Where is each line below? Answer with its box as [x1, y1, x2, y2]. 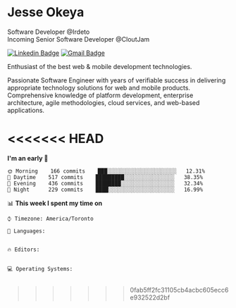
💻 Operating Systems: [7, 265, 73, 272]
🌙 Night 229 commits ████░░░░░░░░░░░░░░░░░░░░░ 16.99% [7, 186, 203, 193]
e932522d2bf [130, 293, 170, 302]
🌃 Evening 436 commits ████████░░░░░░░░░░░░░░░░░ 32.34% [7, 180, 203, 187]
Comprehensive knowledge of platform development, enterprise [7, 91, 194, 99]
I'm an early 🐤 [7, 154, 49, 162]
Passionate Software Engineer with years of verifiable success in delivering [7, 75, 226, 85]
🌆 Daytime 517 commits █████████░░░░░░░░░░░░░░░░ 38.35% [7, 173, 203, 180]
